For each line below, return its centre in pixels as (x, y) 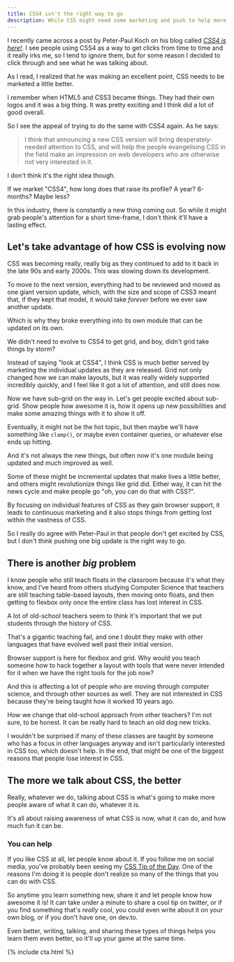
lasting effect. (27, 224)
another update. (30, 307)
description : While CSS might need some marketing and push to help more (117, 20)
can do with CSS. (32, 881)
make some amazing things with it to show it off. (76, 414)
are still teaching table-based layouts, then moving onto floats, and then (111, 595)
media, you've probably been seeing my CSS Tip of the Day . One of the (110, 867)
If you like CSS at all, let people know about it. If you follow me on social (111, 859)
